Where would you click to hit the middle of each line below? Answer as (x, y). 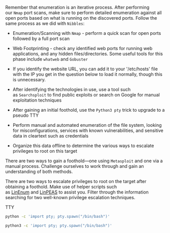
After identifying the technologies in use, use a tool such (72, 89)
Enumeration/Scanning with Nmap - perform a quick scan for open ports (87, 33)
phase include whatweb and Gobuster (50, 59)
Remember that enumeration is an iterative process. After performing (77, 7)
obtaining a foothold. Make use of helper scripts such (61, 187)
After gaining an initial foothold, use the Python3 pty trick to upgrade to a (89, 110)
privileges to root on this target (45, 151)
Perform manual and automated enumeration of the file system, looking (87, 125)
